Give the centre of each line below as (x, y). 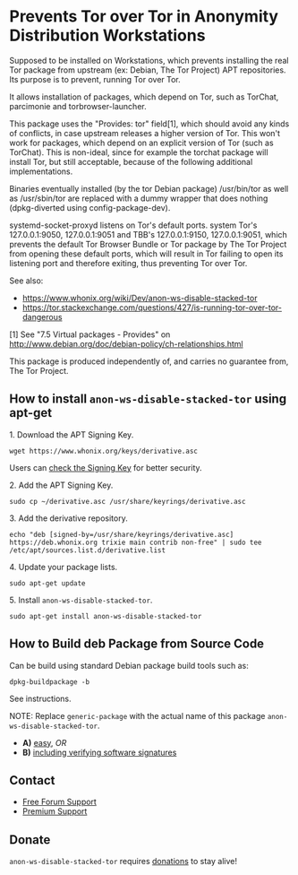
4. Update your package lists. (64, 567)
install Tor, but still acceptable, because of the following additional (131, 161)
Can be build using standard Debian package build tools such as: (129, 665)
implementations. (41, 171)
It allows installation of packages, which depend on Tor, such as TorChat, (144, 97)
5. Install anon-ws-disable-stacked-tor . (81, 600)
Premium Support (55, 811)
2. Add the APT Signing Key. (61, 485)
